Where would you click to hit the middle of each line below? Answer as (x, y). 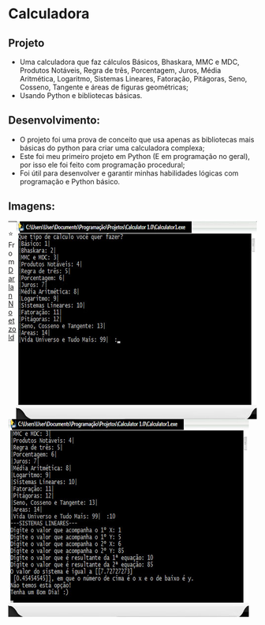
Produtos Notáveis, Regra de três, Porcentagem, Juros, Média (120, 70)
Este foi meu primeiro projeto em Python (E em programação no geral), (135, 156)
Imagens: (32, 206)
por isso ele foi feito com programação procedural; (102, 165)
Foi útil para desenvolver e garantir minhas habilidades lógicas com (129, 173)
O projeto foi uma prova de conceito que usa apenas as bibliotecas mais (137, 139)
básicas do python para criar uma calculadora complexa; (112, 148)
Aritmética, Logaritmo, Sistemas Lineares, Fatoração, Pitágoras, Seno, (133, 79)
